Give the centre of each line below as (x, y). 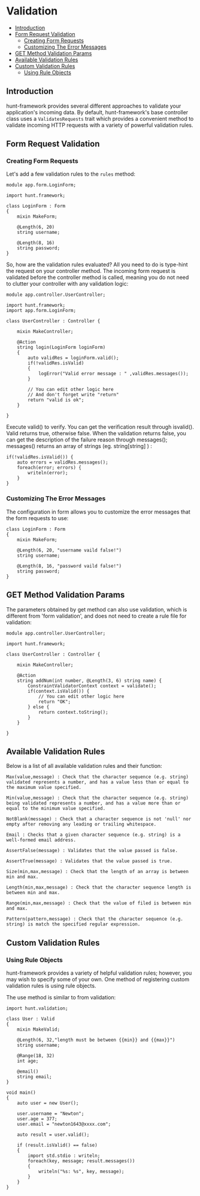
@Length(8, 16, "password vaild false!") (69, 566)
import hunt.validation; (37, 1008)
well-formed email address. (41, 840)
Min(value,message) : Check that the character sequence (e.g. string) (97, 798)
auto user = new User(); (48, 1103)
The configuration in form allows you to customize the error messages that (98, 512)
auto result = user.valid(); (53, 1135)
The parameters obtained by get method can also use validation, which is (97, 609)
